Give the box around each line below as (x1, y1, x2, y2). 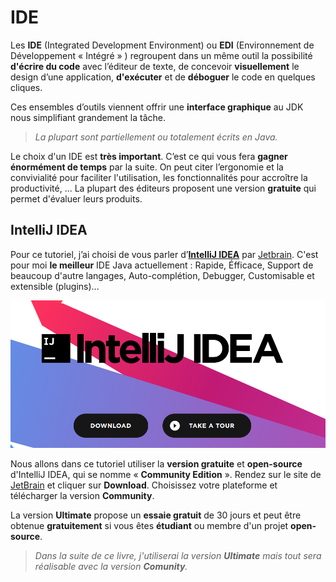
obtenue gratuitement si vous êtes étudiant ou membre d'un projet (10, 520, 289, 532)
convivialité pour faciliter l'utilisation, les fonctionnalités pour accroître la (10, 171, 308, 183)
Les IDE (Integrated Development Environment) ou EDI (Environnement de (10, 39, 315, 51)
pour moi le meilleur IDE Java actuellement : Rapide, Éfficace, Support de (10, 259, 314, 271)
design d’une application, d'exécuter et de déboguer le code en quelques (10, 71, 316, 83)
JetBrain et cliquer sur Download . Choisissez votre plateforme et (10, 479, 278, 491)
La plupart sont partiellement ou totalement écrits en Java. (34, 131, 278, 143)
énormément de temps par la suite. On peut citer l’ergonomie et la (10, 161, 284, 173)
